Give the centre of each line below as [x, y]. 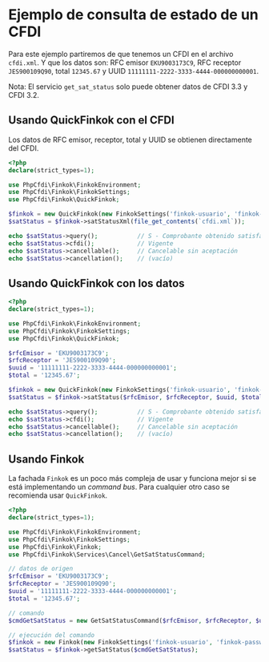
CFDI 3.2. [24, 95]
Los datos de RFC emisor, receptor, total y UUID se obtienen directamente [130, 139]
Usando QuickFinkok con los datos [97, 283]
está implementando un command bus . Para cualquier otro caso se [119, 487]
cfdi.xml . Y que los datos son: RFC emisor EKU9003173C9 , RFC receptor [125, 63]
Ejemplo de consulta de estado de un [133, 15]
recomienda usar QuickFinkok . [58, 495]
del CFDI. [24, 148]
